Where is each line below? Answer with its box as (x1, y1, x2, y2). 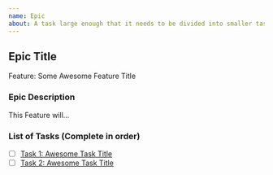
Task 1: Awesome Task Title (19, 148, 112, 159)
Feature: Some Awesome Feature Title (8, 71, 136, 81)
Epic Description (8, 91, 76, 103)
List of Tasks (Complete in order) (8, 130, 141, 142)
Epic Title (8, 50, 57, 63)
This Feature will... (8, 110, 70, 120)
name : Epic (8, 11, 45, 20)
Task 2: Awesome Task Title (19, 158, 114, 168)
